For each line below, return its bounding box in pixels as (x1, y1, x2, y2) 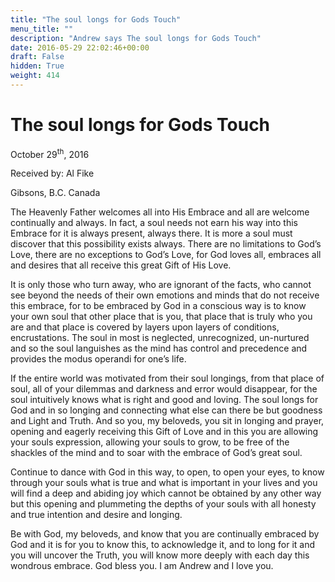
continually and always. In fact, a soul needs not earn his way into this (10, 217, 298, 229)
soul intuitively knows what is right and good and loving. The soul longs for (10, 394, 319, 406)
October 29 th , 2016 (10, 146, 90, 160)
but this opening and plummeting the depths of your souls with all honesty (10, 498, 317, 510)
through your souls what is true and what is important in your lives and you (10, 477, 318, 489)
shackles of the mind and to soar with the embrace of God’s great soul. (10, 447, 303, 459)
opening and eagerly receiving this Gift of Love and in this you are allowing (10, 426, 319, 438)
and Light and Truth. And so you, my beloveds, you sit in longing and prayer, (10, 415, 325, 427)
